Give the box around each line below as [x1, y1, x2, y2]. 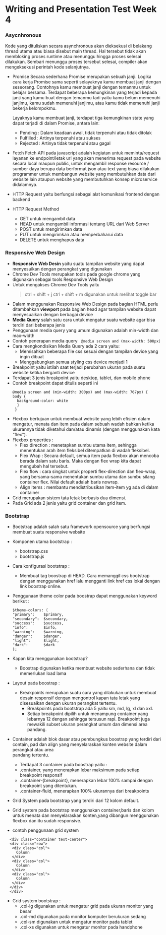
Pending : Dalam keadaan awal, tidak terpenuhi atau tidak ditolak [19, 130, 152, 136]
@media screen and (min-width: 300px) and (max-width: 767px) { [12, 390, 148, 395]
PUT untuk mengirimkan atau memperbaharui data [19, 232, 123, 238]
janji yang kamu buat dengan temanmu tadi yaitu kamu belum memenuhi [12, 95, 161, 101]
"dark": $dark [12, 643, 55, 648]
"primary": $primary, [12, 612, 64, 617]
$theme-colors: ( [12, 608, 49, 613]
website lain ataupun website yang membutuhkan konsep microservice [12, 176, 158, 182]
